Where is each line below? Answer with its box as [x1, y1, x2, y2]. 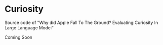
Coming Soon [4, 34, 33, 40]
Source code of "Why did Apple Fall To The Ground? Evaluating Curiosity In [4, 20, 159, 25]
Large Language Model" [4, 24, 54, 30]
